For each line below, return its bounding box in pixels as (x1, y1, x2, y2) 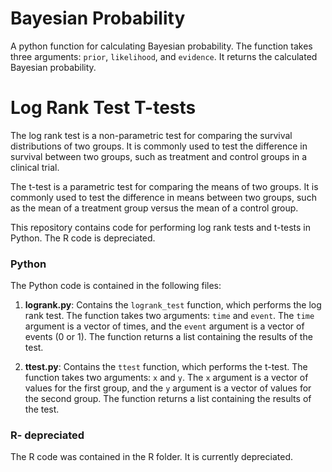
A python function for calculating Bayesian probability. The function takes (10, 40, 313, 52)
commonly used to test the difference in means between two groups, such (10, 191, 317, 203)
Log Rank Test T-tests (10, 97, 197, 119)
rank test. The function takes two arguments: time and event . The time (24, 310, 315, 322)
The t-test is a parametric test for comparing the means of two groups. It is (10, 180, 319, 192)
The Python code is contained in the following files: (10, 280, 222, 292)
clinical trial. (10, 161, 60, 173)
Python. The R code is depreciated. (10, 232, 156, 244)
